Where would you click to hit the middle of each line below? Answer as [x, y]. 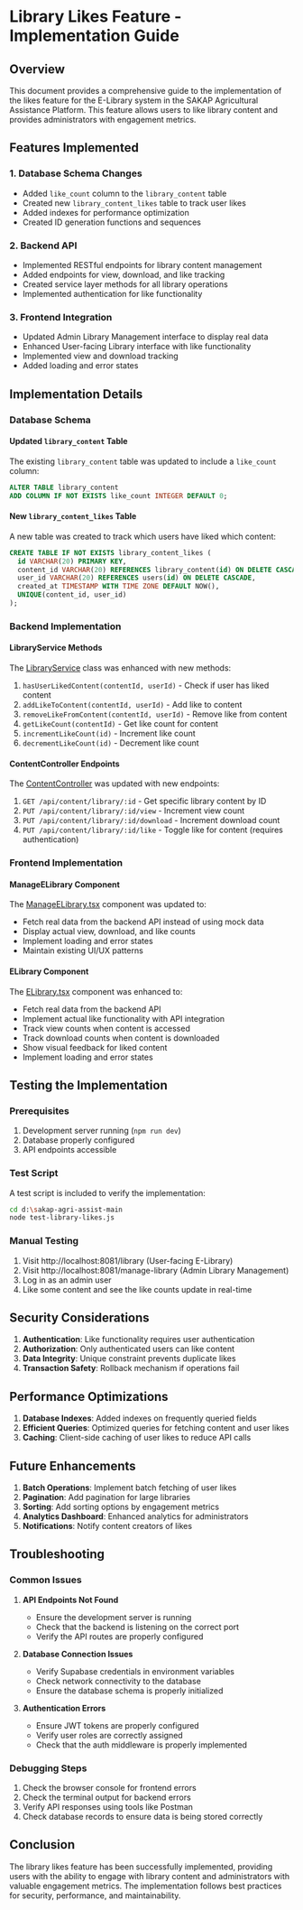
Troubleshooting [57, 1554]
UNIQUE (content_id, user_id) [72, 595]
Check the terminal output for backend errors [106, 1797]
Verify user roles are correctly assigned [109, 1735]
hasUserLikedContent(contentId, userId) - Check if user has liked [146, 685]
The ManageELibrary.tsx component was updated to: [108, 904]
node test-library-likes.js [62, 1218]
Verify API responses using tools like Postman [108, 1806]
